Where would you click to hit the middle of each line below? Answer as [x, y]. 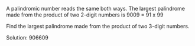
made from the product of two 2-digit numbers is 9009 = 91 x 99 [85, 15]
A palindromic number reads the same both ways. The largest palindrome [95, 9]
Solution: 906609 [27, 37]
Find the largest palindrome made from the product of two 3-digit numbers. [98, 26]
